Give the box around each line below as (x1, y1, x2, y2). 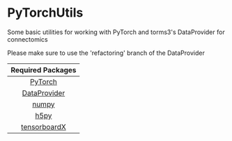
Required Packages (10, 65, 77, 74)
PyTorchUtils (7, 5, 84, 21)
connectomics (7, 35, 48, 43)
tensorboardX (20, 122, 66, 131)
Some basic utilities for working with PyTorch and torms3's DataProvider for (7, 28, 225, 36)
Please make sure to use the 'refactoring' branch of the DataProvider (7, 49, 206, 57)
